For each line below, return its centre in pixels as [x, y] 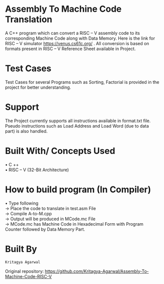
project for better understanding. [38, 87]
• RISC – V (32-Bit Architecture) [37, 170]
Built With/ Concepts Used [60, 151]
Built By [21, 249]
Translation [29, 19]
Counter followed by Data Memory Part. [45, 229]
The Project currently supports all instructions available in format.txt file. [78, 121]
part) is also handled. [26, 131]
